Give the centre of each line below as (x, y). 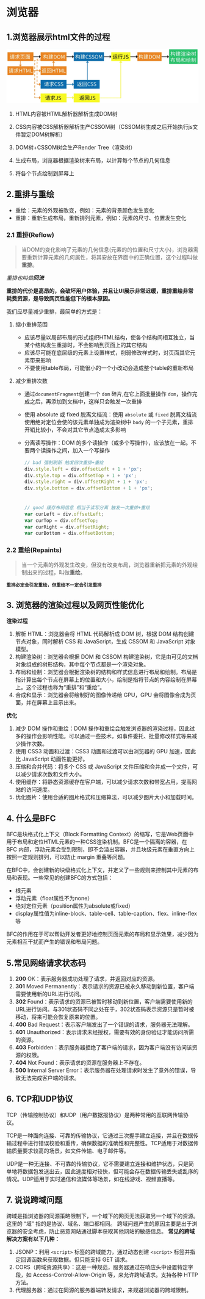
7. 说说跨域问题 (34, 1200)
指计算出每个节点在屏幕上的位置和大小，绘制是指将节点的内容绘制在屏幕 (106, 680)
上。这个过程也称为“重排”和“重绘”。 (60, 687)
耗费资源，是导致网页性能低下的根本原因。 (60, 298)
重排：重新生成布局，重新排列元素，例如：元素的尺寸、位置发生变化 (101, 218)
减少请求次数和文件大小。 (53, 774)
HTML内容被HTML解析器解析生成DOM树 (66, 114)
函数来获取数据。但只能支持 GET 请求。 (81, 1259)
